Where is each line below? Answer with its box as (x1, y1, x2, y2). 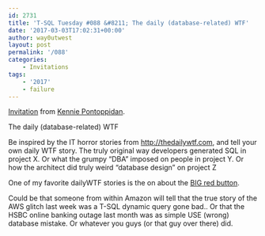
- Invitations (22, 63, 69, 71)
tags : (8, 70, 26, 78)
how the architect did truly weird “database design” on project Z (8, 163, 217, 173)
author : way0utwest (8, 33, 73, 42)
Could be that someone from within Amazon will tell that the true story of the (8, 193, 258, 203)
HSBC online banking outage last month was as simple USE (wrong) (8, 211, 229, 220)
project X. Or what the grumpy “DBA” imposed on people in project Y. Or (8, 154, 244, 164)
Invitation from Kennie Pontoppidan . (8, 107, 125, 116)
